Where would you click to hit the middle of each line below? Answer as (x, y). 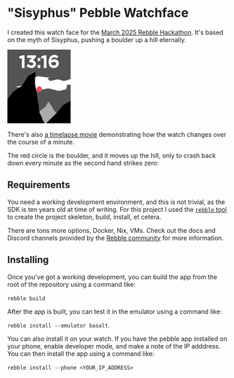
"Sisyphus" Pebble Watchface (98, 13)
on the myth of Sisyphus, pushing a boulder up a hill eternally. (97, 39)
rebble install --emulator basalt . (59, 325)
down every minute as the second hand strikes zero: (83, 163)
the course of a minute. (41, 142)
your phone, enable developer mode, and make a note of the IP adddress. (114, 346)
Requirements (39, 185)
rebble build (26, 298)
